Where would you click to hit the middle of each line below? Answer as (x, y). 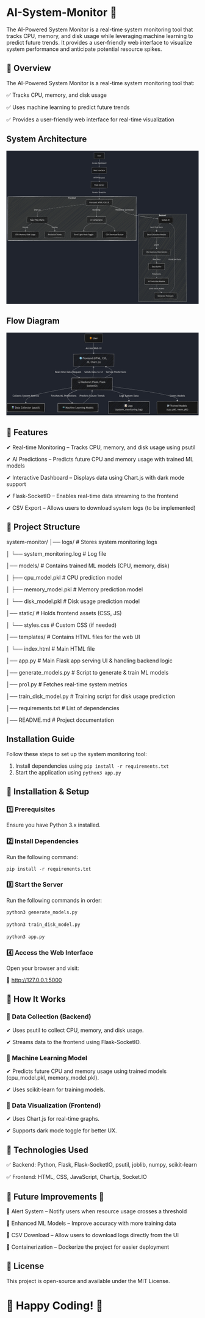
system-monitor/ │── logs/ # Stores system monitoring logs (82, 542)
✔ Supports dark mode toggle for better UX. (62, 1131)
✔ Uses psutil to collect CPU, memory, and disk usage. (75, 1030)
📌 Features (27, 432)
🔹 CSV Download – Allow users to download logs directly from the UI (92, 1235)
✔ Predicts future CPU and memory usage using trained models (86, 1071)
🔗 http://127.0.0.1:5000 (34, 980)
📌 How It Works (36, 999)
